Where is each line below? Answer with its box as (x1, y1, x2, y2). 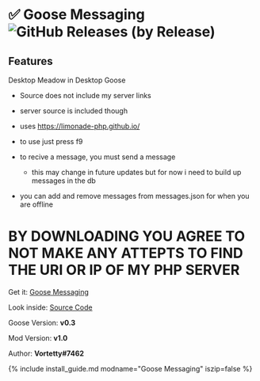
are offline (19, 200, 54, 209)
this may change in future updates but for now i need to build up (31, 168, 242, 177)
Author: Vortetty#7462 (8, 349, 85, 358)
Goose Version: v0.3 (8, 318, 76, 327)
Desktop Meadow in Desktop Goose (8, 75, 126, 85)
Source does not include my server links (19, 91, 152, 100)
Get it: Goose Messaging (8, 287, 90, 296)
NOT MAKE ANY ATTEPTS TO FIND (8, 244, 243, 262)
